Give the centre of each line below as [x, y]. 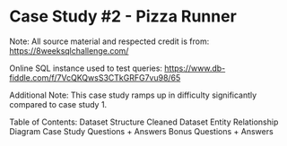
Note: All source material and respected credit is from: [109, 41]
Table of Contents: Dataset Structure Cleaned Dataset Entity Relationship [144, 122]
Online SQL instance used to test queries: [86, 68]
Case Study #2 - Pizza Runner [123, 17]
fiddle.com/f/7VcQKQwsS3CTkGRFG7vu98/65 [95, 77]
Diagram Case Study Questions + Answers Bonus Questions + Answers [141, 131]
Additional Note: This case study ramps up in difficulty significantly [133, 95]
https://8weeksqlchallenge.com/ [69, 50]
